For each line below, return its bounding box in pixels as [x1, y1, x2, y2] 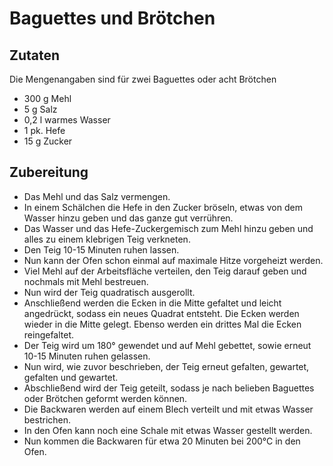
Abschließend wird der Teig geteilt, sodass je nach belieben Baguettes [23, 382, 315, 394]
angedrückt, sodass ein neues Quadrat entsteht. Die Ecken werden [23, 307, 300, 319]
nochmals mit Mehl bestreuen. [23, 275, 149, 287]
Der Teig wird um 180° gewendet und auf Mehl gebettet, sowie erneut [23, 339, 312, 351]
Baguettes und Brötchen [9, 7, 216, 30]
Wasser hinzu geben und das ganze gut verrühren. [23, 212, 234, 224]
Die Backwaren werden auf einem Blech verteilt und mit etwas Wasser [23, 403, 314, 415]
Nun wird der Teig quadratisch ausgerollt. [23, 286, 196, 298]
